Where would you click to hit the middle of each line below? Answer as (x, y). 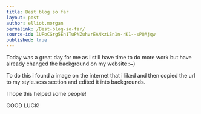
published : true (27, 40)
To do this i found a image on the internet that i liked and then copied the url (101, 75)
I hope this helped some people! (46, 94)
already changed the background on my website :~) (71, 64)
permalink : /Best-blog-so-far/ (46, 29)
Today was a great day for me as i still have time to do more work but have (99, 57)
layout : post (23, 18)
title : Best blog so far (38, 12)
